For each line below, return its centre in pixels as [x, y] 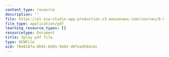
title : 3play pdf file [29, 38]
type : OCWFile [20, 42]
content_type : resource [30, 10]
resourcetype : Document [30, 33]
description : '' [22, 14]
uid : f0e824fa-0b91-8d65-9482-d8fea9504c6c [52, 47]
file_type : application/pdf [35, 24]
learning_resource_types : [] [36, 28]
